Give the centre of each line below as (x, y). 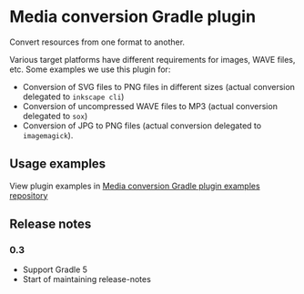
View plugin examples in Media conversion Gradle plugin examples (135, 186)
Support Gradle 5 (55, 269)
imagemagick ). (48, 135)
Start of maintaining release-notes (87, 279)
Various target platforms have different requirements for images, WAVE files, (152, 59)
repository (29, 195)
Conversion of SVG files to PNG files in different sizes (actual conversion (159, 86)
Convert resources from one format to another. (97, 42)
